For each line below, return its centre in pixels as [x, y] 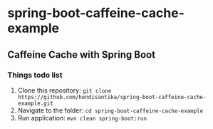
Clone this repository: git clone [64, 90]
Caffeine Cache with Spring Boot [81, 55]
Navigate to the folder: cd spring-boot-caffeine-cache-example [110, 110]
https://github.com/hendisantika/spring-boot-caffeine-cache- [112, 97]
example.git [35, 103]
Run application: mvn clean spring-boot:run [82, 118]
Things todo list [35, 75]
